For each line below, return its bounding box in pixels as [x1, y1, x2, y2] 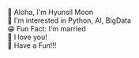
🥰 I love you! [7, 32, 48, 42]
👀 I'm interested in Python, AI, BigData [7, 16, 132, 25]
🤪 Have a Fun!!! [7, 41, 57, 50]
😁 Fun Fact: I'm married [7, 24, 86, 33]
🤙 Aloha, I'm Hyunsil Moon [7, 8, 94, 16]
